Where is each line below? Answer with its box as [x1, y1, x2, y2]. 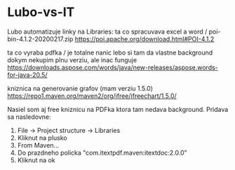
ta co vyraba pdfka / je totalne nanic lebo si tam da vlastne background [7, 48, 213, 57]
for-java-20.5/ [7, 71, 48, 79]
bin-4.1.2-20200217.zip [7, 34, 74, 43]
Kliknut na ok [17, 155, 55, 164]
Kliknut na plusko [17, 134, 68, 142]
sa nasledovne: [7, 113, 51, 121]
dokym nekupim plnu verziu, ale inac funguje [7, 55, 137, 64]
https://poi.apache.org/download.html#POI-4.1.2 [74, 34, 215, 43]
